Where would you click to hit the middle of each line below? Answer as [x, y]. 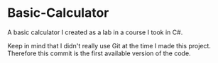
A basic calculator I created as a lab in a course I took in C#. [95, 32]
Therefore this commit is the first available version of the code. [99, 53]
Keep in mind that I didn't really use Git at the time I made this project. [109, 45]
